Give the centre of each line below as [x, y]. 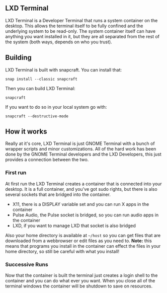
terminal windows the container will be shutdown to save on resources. [79, 286]
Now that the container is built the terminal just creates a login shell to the [81, 275]
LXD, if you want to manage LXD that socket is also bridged [74, 226]
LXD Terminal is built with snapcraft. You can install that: [64, 69]
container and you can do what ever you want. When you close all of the [80, 281]
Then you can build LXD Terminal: [40, 88]
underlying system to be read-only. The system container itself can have [80, 31]
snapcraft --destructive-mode [37, 116]
